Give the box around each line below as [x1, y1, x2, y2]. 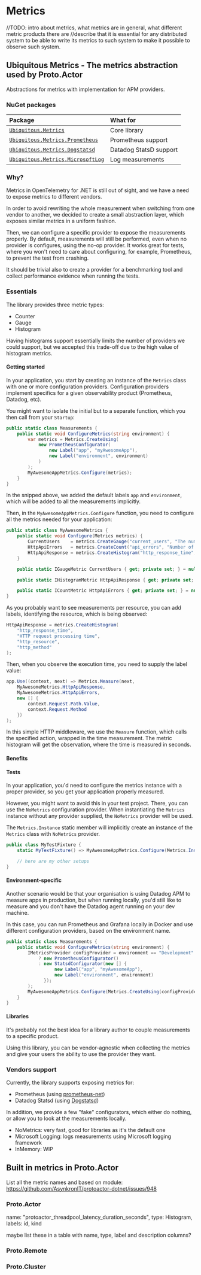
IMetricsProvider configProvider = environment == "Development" [28, 950, 194, 956]
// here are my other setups [17, 859, 90, 865]
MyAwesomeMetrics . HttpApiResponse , [17, 684, 106, 690]
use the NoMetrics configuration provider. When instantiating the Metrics [6, 806, 185, 813]
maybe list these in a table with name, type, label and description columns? [6, 1231, 191, 1239]
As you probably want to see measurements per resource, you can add [6, 604, 181, 611]
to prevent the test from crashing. [6, 254, 89, 261]
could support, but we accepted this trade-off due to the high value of [6, 343, 179, 351]
